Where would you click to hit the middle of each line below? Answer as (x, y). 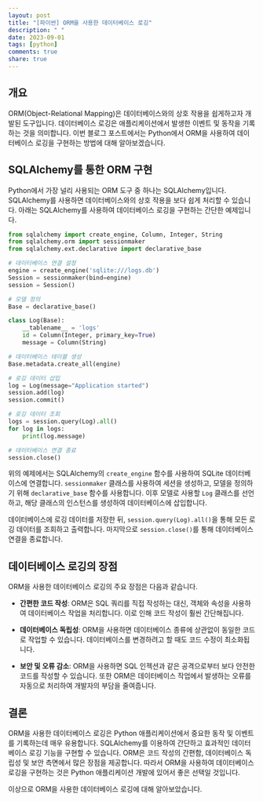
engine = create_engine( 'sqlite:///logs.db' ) (84, 271)
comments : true (33, 52)
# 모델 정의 (24, 299)
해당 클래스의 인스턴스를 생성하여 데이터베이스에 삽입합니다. (116, 503)
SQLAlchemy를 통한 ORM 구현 (80, 170)
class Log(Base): (37, 321)
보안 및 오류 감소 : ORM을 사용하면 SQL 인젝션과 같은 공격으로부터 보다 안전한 (137, 666)
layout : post (29, 15)
